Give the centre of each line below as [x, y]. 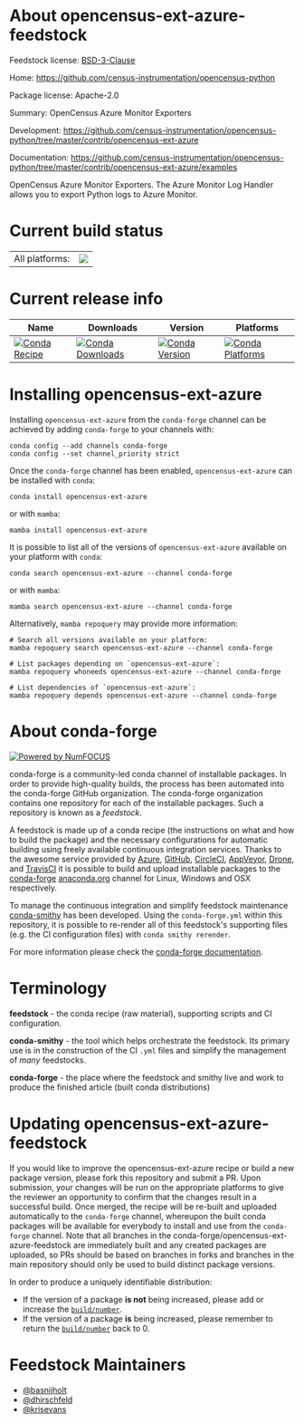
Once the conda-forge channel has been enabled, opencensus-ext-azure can [151, 470]
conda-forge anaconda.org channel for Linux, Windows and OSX [130, 878]
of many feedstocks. [48, 1060]
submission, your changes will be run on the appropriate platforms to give [147, 1187]
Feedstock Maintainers [98, 1365]
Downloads [113, 327]
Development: [35, 130]
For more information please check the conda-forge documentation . [137, 951]
